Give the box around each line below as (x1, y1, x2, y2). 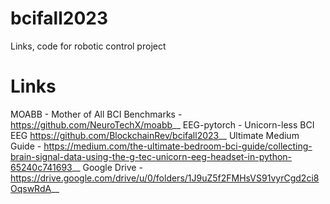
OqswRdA (10, 182, 52, 194)
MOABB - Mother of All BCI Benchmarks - (10, 108, 183, 120)
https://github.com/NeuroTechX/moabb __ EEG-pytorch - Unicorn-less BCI (10, 118, 315, 131)
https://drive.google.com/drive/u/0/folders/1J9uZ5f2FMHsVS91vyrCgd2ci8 (10, 172, 320, 184)
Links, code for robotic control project (10, 40, 167, 52)
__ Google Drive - (71, 161, 143, 173)
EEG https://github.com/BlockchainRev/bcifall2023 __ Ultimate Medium (10, 129, 300, 141)
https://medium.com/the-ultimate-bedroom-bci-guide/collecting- (43, 140, 313, 152)
